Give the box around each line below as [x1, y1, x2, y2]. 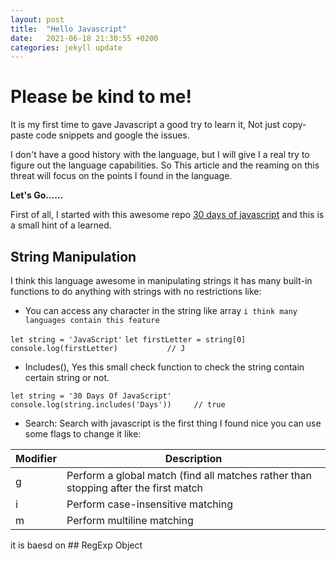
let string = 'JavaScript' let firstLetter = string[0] [10, 335, 247, 345]
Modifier [15, 452, 58, 465]
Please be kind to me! [10, 86, 192, 108]
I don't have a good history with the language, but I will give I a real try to [10, 149, 310, 161]
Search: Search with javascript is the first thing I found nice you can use [24, 417, 322, 429]
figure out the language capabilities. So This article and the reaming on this [10, 159, 320, 171]
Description [164, 452, 223, 465]
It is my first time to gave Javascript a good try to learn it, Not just [10, 119, 281, 131]
